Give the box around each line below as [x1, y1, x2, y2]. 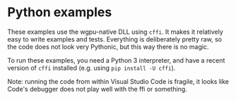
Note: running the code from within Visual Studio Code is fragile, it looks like [7, 77, 230, 85]
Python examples [7, 4, 112, 20]
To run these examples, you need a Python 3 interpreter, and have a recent [7, 56, 225, 64]
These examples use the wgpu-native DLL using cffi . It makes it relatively [7, 27, 224, 36]
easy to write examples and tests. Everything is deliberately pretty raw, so [7, 35, 223, 43]
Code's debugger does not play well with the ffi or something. [7, 85, 187, 93]
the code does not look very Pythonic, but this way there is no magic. [7, 42, 209, 51]
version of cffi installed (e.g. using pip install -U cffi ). [7, 63, 176, 72]
